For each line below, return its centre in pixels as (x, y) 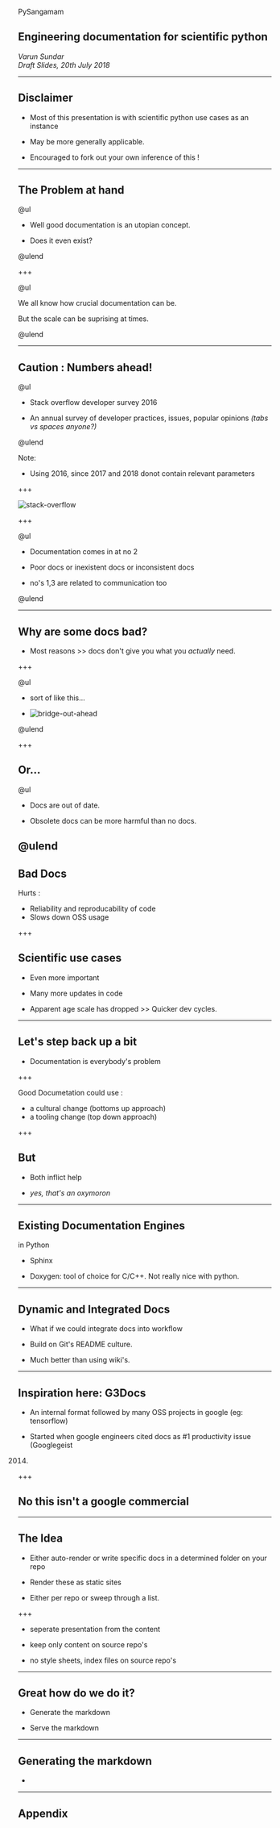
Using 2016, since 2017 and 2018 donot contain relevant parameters (142, 474)
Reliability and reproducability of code (93, 909)
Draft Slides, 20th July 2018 (64, 65)
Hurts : (29, 893)
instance (44, 126)
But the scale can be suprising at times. (83, 319)
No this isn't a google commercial (103, 1502)
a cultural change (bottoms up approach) (98, 1108)
